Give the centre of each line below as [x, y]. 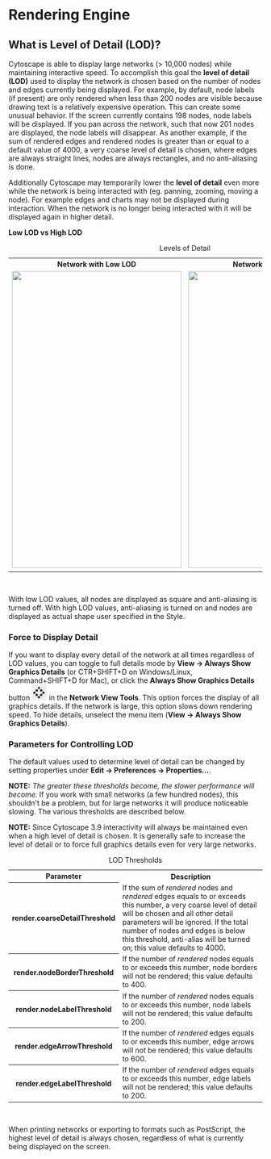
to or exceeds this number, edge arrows [188, 1041]
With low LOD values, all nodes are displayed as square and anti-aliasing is [133, 599]
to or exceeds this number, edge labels [187, 1078]
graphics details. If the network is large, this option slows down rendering [130, 706]
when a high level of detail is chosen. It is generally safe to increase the [127, 836]
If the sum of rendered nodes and [178, 888]
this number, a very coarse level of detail [190, 905]
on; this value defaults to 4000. [174, 948]
